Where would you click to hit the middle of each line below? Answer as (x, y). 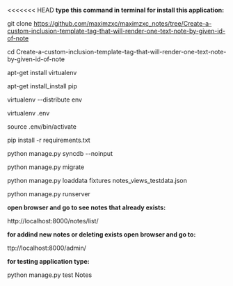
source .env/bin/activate (42, 127)
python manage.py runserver (49, 194)
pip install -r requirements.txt (49, 140)
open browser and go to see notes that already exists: (87, 207)
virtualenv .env (29, 113)
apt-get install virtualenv (42, 73)
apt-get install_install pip (42, 86)
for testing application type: (48, 261)
